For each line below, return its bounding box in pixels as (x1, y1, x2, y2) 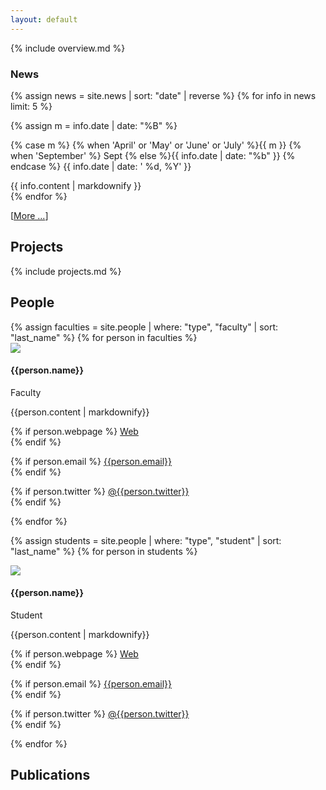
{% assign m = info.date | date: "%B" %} (10, 119, 178, 131)
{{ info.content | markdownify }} (10, 179, 142, 191)
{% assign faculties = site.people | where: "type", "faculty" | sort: (10, 321, 279, 333)
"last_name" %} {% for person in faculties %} (10, 331, 198, 343)
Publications (10, 767, 91, 784)
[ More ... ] (10, 209, 49, 221)
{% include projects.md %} (10, 265, 122, 277)
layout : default (10, 14, 78, 25)
